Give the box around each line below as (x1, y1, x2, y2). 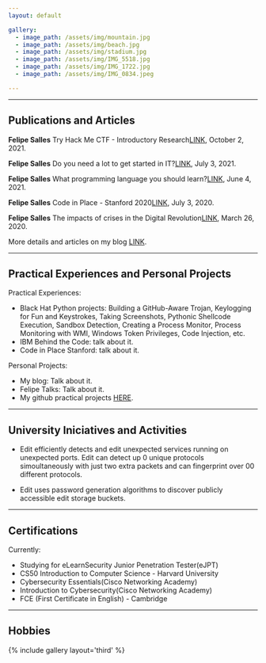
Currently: (8, 545, 41, 554)
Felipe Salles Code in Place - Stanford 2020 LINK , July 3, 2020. (8, 197, 215, 207)
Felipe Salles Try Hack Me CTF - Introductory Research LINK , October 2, (8, 135, 244, 144)
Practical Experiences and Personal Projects (8, 267, 232, 280)
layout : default (8, 11, 62, 20)
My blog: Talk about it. (19, 376, 93, 386)
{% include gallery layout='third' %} (8, 645, 125, 654)
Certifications (8, 524, 78, 537)
